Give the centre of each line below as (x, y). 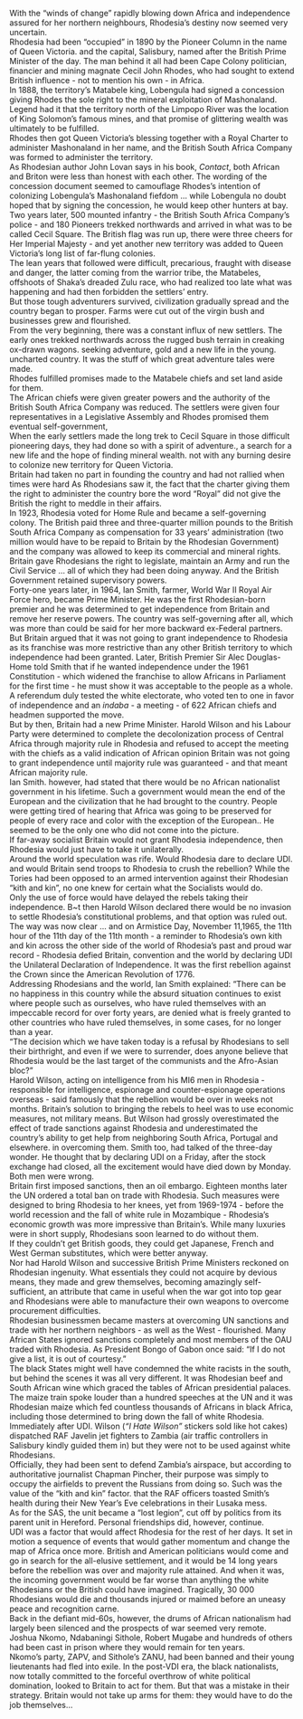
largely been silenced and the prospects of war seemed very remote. (138, 1628)
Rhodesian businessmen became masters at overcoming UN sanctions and (149, 1320)
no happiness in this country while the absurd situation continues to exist (146, 993)
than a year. (31, 1032)
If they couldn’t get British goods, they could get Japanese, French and (142, 1244)
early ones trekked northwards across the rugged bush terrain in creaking (147, 340)
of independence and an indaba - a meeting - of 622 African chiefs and (143, 705)
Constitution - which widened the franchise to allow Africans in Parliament (148, 676)
